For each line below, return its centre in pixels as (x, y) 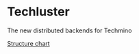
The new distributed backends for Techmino (69, 30)
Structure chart (28, 43)
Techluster (38, 12)
